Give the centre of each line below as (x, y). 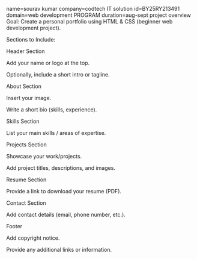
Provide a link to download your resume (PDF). (64, 191)
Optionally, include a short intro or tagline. (58, 74)
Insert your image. (29, 98)
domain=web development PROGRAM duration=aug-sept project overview (98, 15)
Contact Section (26, 203)
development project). (34, 28)
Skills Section (23, 121)
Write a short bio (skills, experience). (52, 110)
